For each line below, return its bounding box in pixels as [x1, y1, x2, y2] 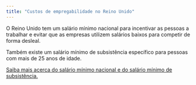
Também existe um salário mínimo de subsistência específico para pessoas [6, 48, 188, 56]
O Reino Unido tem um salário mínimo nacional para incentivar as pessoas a [6, 25, 189, 32]
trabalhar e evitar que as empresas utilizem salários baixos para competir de [6, 30, 190, 38]
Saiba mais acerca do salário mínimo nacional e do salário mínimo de [6, 66, 173, 73]
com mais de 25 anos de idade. [6, 55, 82, 62]
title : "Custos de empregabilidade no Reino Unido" [6, 8, 135, 15]
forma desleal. [6, 37, 41, 44]
